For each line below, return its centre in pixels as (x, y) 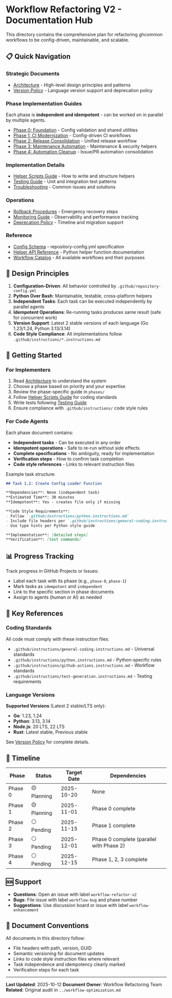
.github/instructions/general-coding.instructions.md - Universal (84, 649)
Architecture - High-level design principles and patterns (72, 85)
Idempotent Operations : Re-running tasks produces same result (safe (87, 312)
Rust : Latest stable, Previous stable (51, 732)
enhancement (26, 910)
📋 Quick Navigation (38, 56)
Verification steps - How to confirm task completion (68, 459)
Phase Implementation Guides (44, 103)
